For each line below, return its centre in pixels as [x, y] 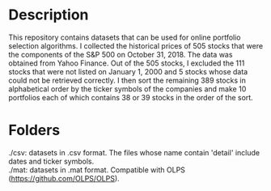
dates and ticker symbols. [51, 161]
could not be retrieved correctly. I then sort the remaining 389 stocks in [127, 80]
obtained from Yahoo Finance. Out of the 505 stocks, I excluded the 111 [127, 63]
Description [49, 15]
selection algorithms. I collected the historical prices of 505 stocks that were [136, 45]
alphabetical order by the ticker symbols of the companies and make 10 [127, 89]
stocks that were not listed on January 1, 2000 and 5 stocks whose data [128, 71]
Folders [34, 130]
